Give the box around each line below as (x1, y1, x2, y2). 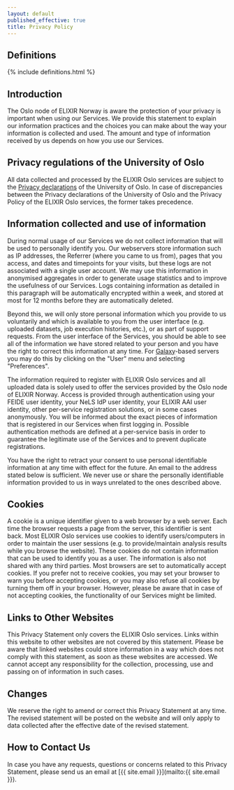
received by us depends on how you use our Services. (7, 137, 164, 144)
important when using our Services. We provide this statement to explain (7, 114, 217, 123)
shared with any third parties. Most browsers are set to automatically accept (7, 562, 227, 570)
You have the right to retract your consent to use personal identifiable (7, 456, 207, 464)
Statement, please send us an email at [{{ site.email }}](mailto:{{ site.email (7, 768, 220, 776)
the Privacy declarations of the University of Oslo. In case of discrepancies (7, 183, 223, 191)
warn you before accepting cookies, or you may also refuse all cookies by (7, 576, 220, 585)
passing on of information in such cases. (7, 667, 124, 676)
